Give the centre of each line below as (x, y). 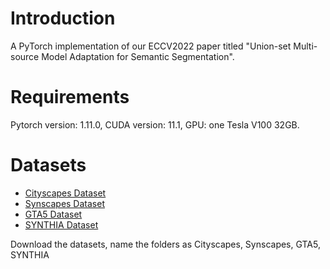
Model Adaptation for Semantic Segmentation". (138, 56)
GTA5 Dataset (53, 214)
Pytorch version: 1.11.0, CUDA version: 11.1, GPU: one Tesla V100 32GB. (155, 124)
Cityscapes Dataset (65, 193)
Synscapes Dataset (64, 203)
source (25, 56)
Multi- (305, 46)
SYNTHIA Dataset (61, 224)
